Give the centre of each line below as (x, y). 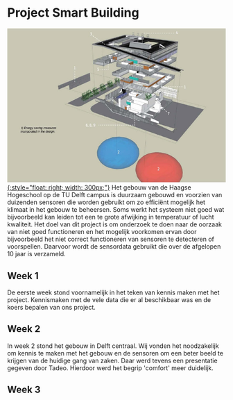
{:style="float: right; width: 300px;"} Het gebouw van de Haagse (100, 187)
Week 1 (23, 276)
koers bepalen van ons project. (51, 308)
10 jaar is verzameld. (36, 254)
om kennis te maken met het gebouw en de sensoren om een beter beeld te (115, 353)
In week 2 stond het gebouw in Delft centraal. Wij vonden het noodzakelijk (113, 346)
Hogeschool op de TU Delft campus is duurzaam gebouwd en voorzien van (115, 195)
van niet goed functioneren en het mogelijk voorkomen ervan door (102, 232)
